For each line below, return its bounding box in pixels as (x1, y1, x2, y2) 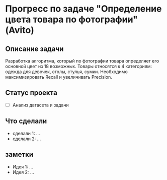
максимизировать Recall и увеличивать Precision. (5, 74, 112, 80)
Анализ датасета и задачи (12, 102, 69, 108)
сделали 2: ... (12, 136, 41, 142)
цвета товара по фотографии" (5, 14, 138, 25)
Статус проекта (5, 89, 58, 97)
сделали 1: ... (12, 130, 40, 136)
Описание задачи (5, 44, 64, 53)
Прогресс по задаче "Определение (5, 3, 162, 15)
